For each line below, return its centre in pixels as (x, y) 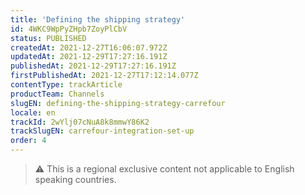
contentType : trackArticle (66, 85)
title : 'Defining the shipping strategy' (98, 19)
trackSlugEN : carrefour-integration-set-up (102, 131)
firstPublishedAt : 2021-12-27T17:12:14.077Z (104, 76)
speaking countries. (75, 179)
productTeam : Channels (57, 94)
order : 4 (28, 141)
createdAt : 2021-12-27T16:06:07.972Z (89, 47)
